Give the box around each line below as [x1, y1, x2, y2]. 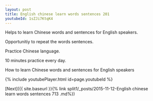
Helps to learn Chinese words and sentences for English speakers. [5, 30, 138, 35]
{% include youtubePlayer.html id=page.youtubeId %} [5, 76, 113, 83]
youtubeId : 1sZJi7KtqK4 [5, 16, 53, 21]
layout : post [5, 7, 32, 12]
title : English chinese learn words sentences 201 [5, 12, 110, 17]
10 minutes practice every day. [5, 58, 67, 64]
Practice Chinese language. [5, 48, 60, 54]
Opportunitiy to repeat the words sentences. [5, 39, 94, 45]
